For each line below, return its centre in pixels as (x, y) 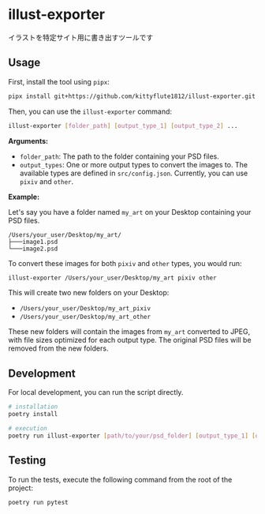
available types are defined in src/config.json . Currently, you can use (134, 173)
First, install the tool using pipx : (59, 81)
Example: (24, 197)
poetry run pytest (38, 502)
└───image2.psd (33, 249)
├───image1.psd (33, 242)
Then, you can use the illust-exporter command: (90, 111)
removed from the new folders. (58, 348)
